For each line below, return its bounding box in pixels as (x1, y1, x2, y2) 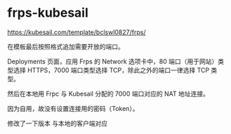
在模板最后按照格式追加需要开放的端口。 (7, 42, 124, 50)
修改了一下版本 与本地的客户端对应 (7, 119, 107, 127)
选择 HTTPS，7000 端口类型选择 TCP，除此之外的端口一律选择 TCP (13, 66, 209, 74)
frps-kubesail (7, 5, 89, 21)
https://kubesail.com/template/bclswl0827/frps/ (7, 28, 146, 36)
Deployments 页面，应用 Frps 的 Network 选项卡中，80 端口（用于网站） (7, 57, 218, 66)
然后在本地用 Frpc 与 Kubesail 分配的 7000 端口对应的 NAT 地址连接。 (7, 89, 209, 98)
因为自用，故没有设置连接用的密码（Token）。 (7, 104, 139, 112)
